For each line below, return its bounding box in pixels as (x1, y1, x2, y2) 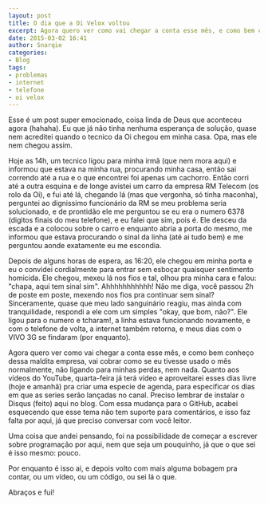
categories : (8, 49, 48, 57)
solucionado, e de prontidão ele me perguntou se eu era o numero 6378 (8, 207, 245, 216)
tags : (8, 64, 26, 72)
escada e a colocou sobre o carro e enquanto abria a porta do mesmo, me (8, 224, 253, 234)
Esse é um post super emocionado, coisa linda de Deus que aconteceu (8, 115, 242, 124)
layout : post (8, 11, 52, 20)
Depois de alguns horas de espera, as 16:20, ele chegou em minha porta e (8, 256, 253, 266)
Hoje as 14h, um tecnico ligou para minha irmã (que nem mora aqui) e (8, 156, 237, 166)
